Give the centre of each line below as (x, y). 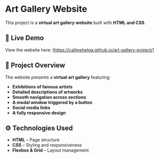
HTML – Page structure (36, 140)
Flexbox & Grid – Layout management (50, 150)
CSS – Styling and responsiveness (47, 145)
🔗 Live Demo (25, 38)
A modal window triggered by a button (52, 102)
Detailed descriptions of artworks (47, 92)
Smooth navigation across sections (49, 97)
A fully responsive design (39, 113)
